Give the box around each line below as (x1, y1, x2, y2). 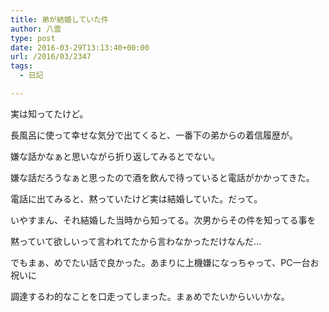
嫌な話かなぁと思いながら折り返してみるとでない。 (10, 150, 221, 162)
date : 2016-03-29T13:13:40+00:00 (10, 42, 150, 53)
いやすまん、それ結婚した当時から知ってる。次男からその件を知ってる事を (10, 214, 317, 226)
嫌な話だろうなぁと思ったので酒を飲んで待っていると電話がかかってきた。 (10, 171, 315, 183)
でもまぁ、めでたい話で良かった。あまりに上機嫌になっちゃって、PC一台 (10, 256, 311, 268)
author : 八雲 (10, 24, 62, 34)
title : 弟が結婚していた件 (10, 14, 109, 25)
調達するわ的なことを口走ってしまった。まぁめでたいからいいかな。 (10, 290, 290, 302)
